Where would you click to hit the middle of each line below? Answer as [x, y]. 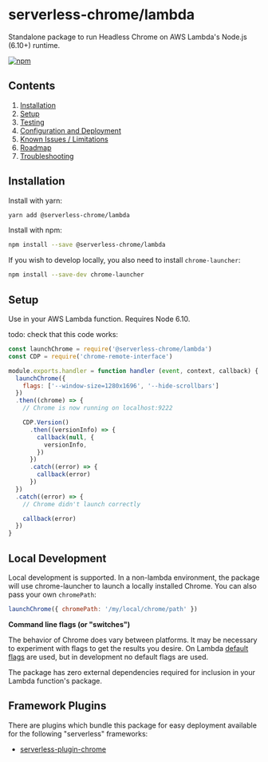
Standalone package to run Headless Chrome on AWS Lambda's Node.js [128, 37]
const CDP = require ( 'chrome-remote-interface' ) [91, 356]
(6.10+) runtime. [34, 45]
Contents [32, 86]
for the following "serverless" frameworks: [78, 733]
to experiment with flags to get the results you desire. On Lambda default [128, 648]
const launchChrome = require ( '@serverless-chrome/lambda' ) [110, 349]
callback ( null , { [65, 437]
